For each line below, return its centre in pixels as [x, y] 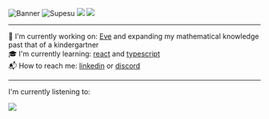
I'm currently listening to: [49, 91]
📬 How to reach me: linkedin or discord [74, 65]
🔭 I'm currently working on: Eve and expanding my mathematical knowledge [134, 36]
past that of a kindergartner [54, 45]
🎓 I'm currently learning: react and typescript [84, 54]
